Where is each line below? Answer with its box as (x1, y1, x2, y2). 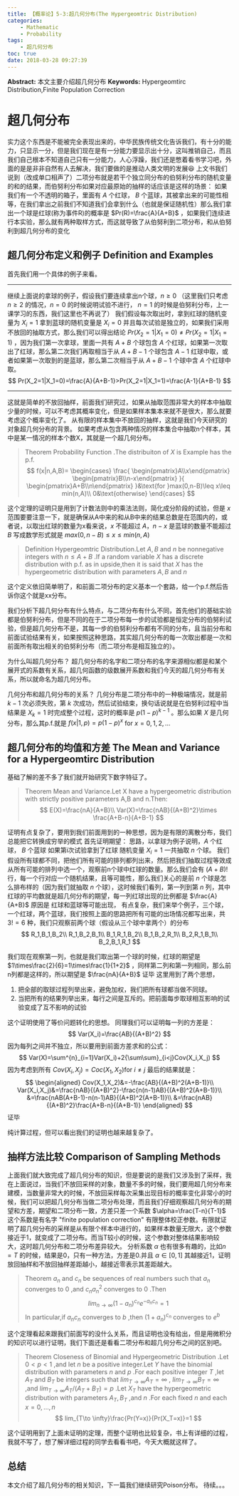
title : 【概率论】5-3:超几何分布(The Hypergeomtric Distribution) (7, 10, 198, 18)
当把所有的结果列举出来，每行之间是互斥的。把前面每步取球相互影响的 (17, 994, 224, 1002)
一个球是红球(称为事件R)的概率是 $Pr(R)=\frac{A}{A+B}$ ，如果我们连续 (13, 208, 225, 217)
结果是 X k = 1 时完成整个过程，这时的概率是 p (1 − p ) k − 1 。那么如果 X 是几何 (7, 707, 229, 718)
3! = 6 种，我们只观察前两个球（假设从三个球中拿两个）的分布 (7, 918, 189, 927)
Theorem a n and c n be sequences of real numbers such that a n (24, 1274, 211, 1284)
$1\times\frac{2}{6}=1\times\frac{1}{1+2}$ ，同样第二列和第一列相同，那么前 (7, 961, 232, 970)
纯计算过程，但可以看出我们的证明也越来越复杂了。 (7, 1128, 157, 1136)
